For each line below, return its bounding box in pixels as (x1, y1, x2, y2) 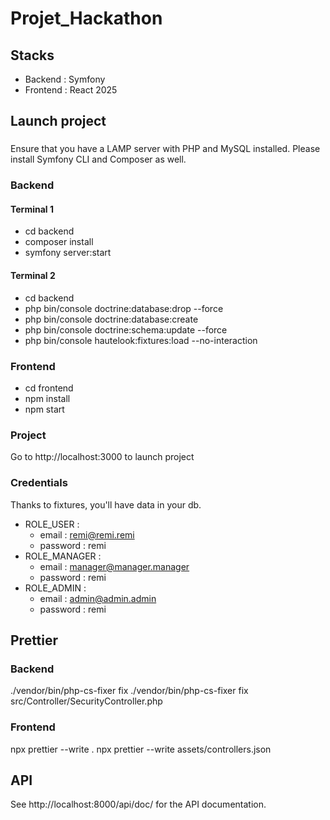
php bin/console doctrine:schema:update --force (24, 323, 228, 336)
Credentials (10, 476, 68, 490)
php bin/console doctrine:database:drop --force (24, 302, 224, 314)
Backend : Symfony (24, 73, 106, 85)
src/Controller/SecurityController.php (10, 695, 163, 707)
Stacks (10, 47, 55, 64)
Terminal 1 (10, 203, 54, 215)
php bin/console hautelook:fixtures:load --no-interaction (24, 334, 258, 346)
